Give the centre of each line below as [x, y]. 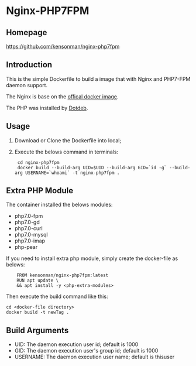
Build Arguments [37, 330]
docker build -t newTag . [37, 312]
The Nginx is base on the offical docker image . [62, 96]
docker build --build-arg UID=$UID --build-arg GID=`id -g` [92, 167]
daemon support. [27, 85]
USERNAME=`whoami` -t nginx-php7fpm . [73, 173]
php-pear [26, 247]
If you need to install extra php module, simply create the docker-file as [92, 258]
